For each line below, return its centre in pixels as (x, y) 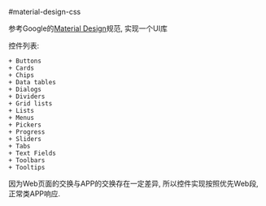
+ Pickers (25, 125)
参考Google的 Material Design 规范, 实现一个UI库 (88, 28)
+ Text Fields (33, 153)
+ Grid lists (31, 104)
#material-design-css (45, 12)
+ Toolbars (27, 161)
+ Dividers (27, 97)
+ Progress (27, 132)
